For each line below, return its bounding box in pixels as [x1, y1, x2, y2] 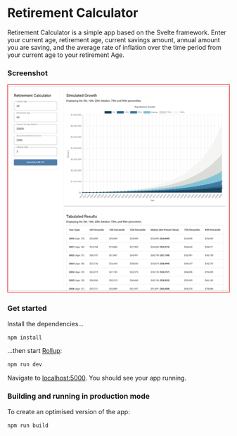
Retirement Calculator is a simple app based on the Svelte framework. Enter [7, 28, 226, 37]
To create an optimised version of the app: [7, 407, 130, 416]
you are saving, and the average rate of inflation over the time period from [7, 43, 222, 51]
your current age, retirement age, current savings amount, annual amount [7, 35, 220, 44]
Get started [7, 304, 47, 314]
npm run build [7, 422, 49, 429]
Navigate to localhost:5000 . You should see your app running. [7, 374, 187, 383]
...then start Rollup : [7, 347, 63, 355]
